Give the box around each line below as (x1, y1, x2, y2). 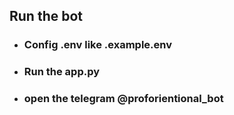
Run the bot (9, 8, 84, 25)
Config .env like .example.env (23, 38, 172, 52)
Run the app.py (23, 65, 101, 79)
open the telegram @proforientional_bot (23, 92, 224, 106)
